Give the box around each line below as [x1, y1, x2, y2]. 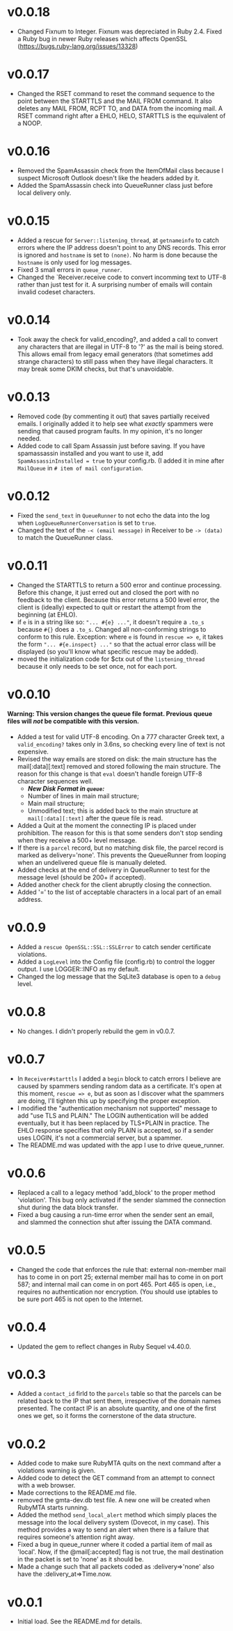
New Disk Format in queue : [27, 784, 105, 793]
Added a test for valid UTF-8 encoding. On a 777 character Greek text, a [17, 732, 225, 741]
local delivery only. [17, 189, 72, 197]
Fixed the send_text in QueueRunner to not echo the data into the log [17, 511, 210, 519]
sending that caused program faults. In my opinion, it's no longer [17, 427, 203, 435]
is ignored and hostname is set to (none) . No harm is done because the [17, 250, 218, 259]
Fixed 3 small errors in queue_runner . [17, 265, 122, 273]
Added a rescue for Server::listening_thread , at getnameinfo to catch [17, 236, 219, 244]
